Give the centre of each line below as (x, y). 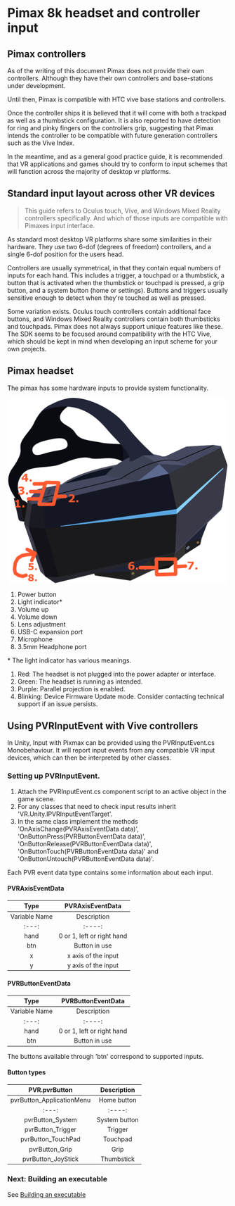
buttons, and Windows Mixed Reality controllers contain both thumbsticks (114, 319)
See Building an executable (47, 1194)
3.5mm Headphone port (52, 646)
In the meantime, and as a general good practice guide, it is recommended (115, 157)
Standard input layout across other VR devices (111, 194)
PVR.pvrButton (51, 1090)
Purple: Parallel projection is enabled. (71, 689)
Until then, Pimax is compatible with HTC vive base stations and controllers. (116, 99)
